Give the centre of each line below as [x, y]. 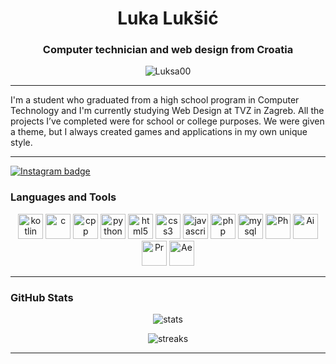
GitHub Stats [42, 297]
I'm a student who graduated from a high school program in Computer [155, 100]
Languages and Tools [63, 197]
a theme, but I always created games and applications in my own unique [159, 132]
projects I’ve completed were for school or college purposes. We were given [167, 121]
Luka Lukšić [168, 18]
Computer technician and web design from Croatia [168, 50]
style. [21, 143]
